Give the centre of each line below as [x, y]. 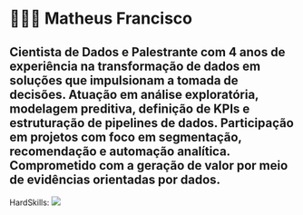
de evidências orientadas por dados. [115, 179]
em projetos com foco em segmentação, [126, 137]
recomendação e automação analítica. [120, 151]
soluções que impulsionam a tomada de [124, 80]
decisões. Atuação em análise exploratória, [134, 94]
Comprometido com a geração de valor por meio [149, 166]
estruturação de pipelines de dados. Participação [152, 123]
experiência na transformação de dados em [135, 66]
